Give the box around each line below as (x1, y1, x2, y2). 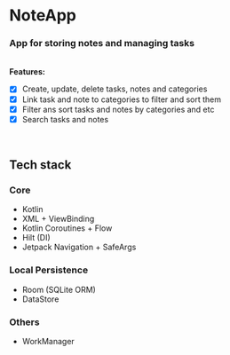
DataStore (21, 294, 59, 304)
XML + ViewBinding (21, 214, 95, 225)
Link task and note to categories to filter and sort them (21, 94, 222, 105)
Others (9, 316, 40, 328)
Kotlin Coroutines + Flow (21, 223, 113, 233)
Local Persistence (9, 264, 89, 276)
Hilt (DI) (21, 233, 51, 243)
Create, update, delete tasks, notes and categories (21, 83, 208, 94)
